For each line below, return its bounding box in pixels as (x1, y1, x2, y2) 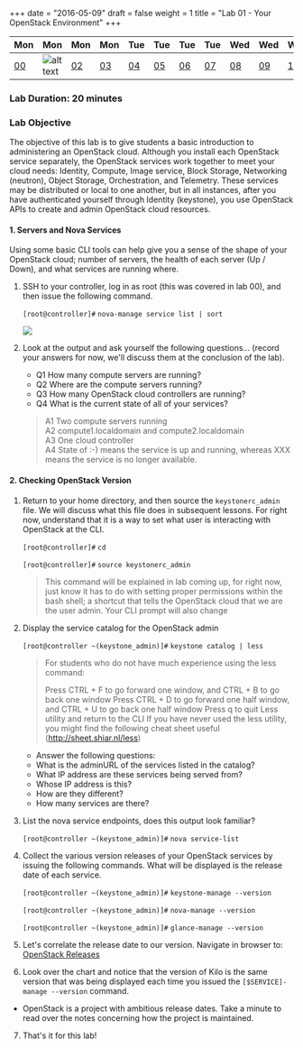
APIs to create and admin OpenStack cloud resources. (9, 204, 211, 215)
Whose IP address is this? (35, 778, 133, 789)
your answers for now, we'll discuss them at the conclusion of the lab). (22, 352, 285, 363)
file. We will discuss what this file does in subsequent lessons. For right (22, 504, 288, 515)
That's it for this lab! (22, 1030, 97, 1041)
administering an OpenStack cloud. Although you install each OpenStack (9, 146, 280, 157)
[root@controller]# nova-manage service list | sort (22, 310, 224, 319)
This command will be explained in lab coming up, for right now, (44, 576, 282, 587)
